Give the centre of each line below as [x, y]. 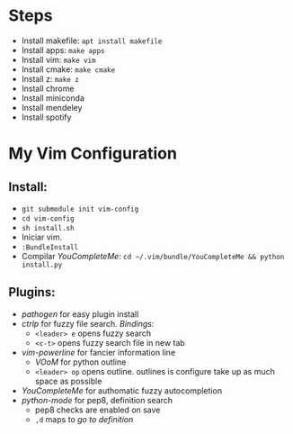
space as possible [68, 381]
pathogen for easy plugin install [80, 314]
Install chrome [48, 88]
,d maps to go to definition [84, 419]
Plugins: [32, 292]
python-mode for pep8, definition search [97, 400]
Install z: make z [50, 78]
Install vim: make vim [58, 59]
